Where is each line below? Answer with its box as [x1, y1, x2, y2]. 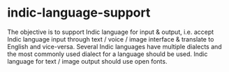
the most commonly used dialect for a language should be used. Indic [7, 50, 208, 58]
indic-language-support [7, 5, 151, 21]
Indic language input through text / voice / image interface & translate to [7, 35, 214, 43]
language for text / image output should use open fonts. [7, 57, 168, 65]
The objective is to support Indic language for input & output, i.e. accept [7, 28, 214, 36]
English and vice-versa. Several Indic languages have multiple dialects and [7, 42, 222, 51]
